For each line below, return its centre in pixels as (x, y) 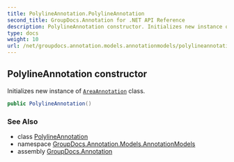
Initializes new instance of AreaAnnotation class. (76, 90)
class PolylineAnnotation (53, 136)
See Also (23, 121)
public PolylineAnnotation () (49, 104)
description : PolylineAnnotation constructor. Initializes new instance (115, 26)
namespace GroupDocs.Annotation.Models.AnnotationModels (106, 144)
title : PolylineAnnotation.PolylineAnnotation (76, 14)
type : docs (23, 33)
